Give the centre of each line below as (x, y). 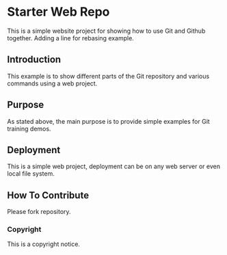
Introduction (34, 60)
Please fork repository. (39, 212)
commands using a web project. (52, 83)
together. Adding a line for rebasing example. (71, 38)
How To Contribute (48, 195)
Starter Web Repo (58, 12)
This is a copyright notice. (44, 244)
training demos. (29, 129)
